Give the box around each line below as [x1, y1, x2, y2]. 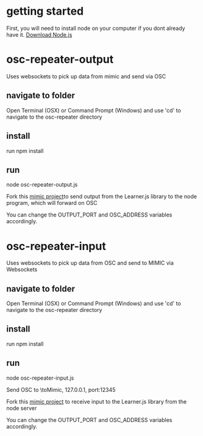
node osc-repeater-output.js [6, 181, 78, 188]
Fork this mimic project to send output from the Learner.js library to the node [6, 193, 197, 200]
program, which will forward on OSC [6, 199, 98, 207]
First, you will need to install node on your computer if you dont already [6, 24, 185, 32]
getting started [6, 4, 84, 18]
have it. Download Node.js [6, 31, 73, 38]
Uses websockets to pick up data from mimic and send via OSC [6, 72, 166, 80]
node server [6, 404, 37, 412]
